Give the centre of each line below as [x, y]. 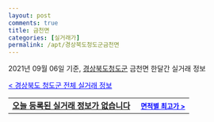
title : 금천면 [29, 30]
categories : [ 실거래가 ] [44, 38]
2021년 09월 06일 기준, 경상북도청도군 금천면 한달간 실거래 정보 [107, 69]
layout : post [30, 15]
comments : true [33, 23]
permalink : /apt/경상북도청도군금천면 [64, 45]
